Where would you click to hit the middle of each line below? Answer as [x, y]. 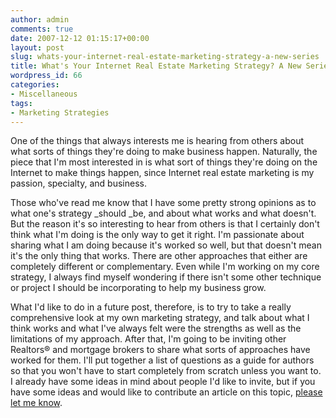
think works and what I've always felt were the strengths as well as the [156, 328]
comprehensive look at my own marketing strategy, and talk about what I [160, 318]
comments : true [42, 29]
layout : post [37, 47]
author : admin [40, 19]
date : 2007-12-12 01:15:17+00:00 [80, 38]
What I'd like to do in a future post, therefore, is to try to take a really [151, 307]
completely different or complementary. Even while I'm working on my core [165, 267]
